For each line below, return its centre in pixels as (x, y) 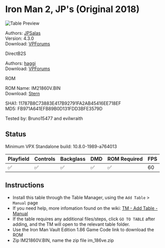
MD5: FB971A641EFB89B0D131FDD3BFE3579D (54, 108)
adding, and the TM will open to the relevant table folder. (71, 224)
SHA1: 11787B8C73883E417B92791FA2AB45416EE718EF (63, 103)
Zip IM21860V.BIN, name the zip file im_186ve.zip (63, 240)
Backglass (73, 159)
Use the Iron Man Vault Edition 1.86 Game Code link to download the (83, 229)
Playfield (19, 159)
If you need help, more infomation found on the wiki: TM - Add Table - (85, 208)
